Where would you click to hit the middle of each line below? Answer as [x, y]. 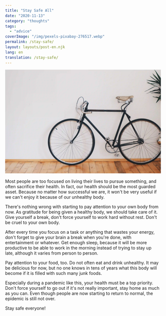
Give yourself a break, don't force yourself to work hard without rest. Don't [81, 217]
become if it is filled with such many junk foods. [54, 273]
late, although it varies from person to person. [52, 253]
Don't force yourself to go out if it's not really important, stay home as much [82, 288]
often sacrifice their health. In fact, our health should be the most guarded [80, 187]
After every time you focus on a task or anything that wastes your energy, [80, 232]
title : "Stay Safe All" [30, 10]
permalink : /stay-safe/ [30, 42]
